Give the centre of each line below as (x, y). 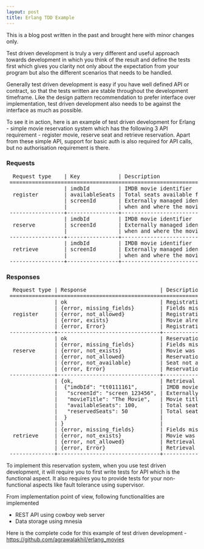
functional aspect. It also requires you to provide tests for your (84, 479)
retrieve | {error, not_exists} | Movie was (104, 436)
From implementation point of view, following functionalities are (86, 497)
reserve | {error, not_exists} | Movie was (104, 351)
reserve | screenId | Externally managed (97, 225)
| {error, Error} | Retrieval (125, 448)
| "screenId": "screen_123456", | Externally (126, 393)
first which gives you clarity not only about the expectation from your (93, 66)
